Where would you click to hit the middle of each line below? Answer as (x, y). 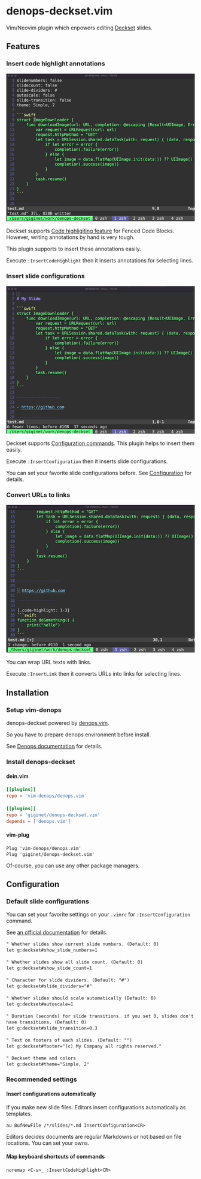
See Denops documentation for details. (54, 747)
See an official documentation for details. (57, 933)
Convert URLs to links (38, 495)
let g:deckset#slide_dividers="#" (49, 986)
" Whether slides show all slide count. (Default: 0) (75, 962)
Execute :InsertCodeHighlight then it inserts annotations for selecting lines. (100, 261)
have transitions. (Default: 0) (46, 1022)
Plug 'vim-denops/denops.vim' (44, 848)
